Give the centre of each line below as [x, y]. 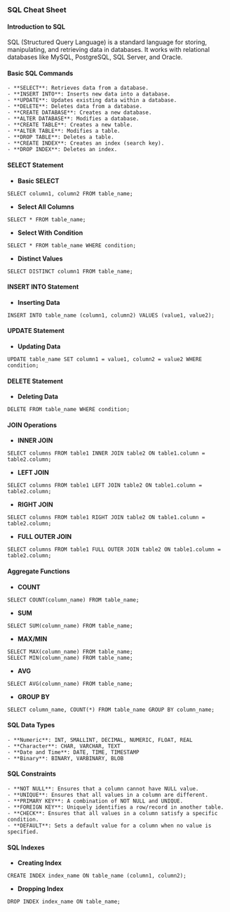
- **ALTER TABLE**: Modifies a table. [64, 131]
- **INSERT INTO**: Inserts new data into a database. [89, 94]
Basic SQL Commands [40, 73]
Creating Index [39, 863]
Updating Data [39, 346]
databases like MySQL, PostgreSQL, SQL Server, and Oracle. [95, 57]
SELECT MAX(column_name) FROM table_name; [70, 651]
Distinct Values [40, 259]
